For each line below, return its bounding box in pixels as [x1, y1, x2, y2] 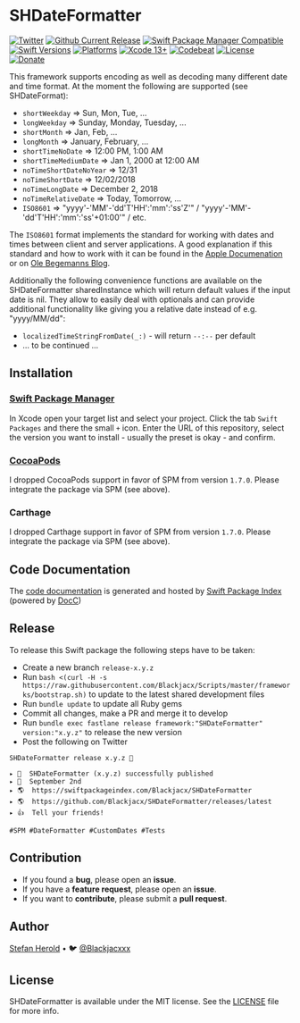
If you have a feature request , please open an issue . [21, 884, 217, 894]
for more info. [9, 1006, 60, 1017]
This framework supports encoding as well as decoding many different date [9, 71, 288, 81]
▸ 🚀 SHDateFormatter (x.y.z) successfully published [9, 769, 214, 778]
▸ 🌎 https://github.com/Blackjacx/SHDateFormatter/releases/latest [9, 797, 272, 806]
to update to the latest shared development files [88, 689, 265, 700]
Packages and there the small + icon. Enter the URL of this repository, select [9, 422, 285, 433]
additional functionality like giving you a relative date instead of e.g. [9, 303, 257, 314]
